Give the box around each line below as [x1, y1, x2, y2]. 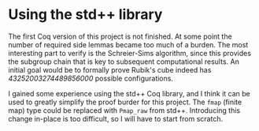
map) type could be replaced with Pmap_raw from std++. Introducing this [8, 105, 241, 115]
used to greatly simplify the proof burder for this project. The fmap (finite [8, 97, 242, 107]
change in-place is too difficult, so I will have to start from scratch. [8, 114, 223, 123]
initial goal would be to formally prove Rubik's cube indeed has [8, 65, 212, 74]
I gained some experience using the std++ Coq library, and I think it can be [8, 88, 250, 98]
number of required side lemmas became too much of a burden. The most [8, 39, 249, 49]
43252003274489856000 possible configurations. [8, 73, 173, 83]
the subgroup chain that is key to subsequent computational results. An [8, 57, 240, 66]
